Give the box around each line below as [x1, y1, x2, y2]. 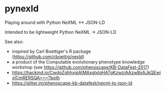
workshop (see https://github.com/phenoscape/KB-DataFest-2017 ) [11, 64, 150, 70]
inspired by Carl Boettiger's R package [11, 48, 91, 54]
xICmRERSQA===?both [11, 75, 60, 81]
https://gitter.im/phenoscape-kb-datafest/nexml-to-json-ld [11, 80, 133, 86]
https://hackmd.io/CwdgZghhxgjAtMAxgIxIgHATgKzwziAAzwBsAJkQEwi [11, 69, 161, 75]
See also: [4, 38, 24, 45]
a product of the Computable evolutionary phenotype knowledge [11, 59, 145, 65]
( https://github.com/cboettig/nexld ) [11, 53, 84, 60]
